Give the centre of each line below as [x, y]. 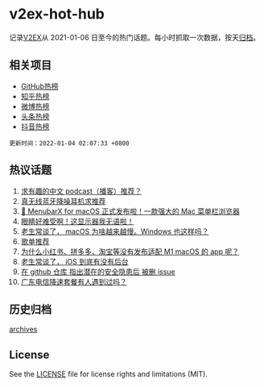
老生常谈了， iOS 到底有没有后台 [74, 261]
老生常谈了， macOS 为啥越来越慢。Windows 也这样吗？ [115, 231]
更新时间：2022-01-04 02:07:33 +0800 [69, 143]
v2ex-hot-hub [57, 14]
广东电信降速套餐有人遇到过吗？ [74, 281]
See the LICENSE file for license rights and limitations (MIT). [109, 374]
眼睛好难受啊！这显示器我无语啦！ [77, 221]
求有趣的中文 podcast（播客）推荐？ [81, 191]
